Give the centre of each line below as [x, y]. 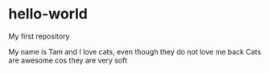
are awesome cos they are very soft [68, 60]
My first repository [39, 36]
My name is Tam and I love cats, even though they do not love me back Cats [135, 51]
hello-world [48, 14]
